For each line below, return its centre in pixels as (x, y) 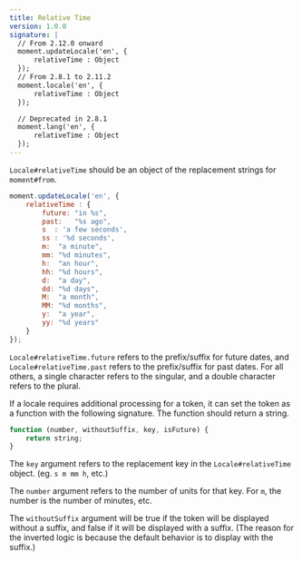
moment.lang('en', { (56, 127)
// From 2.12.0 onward (60, 43)
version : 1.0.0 (38, 26)
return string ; (54, 438)
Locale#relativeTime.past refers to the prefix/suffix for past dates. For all (146, 366)
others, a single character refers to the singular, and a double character (142, 376)
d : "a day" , (67, 280)
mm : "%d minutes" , (77, 255)
